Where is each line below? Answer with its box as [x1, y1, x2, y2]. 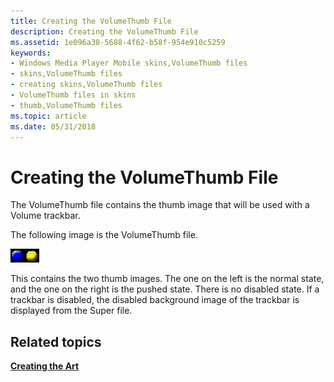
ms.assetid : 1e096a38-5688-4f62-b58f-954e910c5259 [10, 37, 226, 47]
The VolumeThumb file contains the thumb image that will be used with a [10, 199, 310, 211]
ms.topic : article [10, 111, 87, 121]
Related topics [10, 333, 102, 350]
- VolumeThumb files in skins [10, 90, 137, 100]
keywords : [10, 48, 52, 58]
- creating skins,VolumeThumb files [10, 80, 163, 90]
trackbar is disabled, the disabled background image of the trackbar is [10, 294, 300, 306]
